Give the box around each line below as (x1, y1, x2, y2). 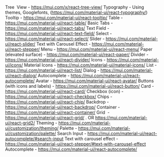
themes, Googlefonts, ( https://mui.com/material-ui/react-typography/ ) (5, 9, 148, 15)
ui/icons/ (5, 62, 23, 68)
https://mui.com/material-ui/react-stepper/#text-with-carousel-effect (5, 141, 146, 147)
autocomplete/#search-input (5, 136, 64, 142)
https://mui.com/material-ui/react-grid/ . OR (5, 115, 94, 120)
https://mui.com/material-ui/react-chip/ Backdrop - (5, 99, 109, 105)
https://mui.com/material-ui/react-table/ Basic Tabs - (5, 20, 113, 26)
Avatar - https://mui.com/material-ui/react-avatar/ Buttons (36, 78, 154, 84)
